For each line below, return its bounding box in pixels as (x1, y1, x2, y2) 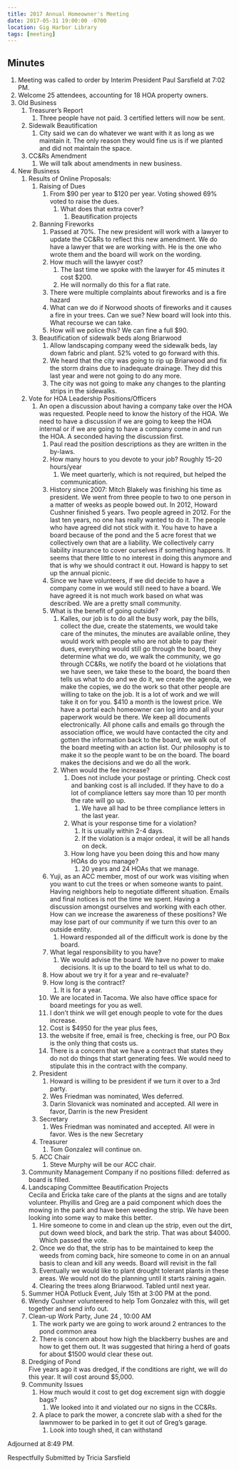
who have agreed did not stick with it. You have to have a (49, 523, 218, 532)
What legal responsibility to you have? (49, 948, 162, 956)
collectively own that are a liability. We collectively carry (49, 538, 215, 547)
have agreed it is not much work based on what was (49, 592, 203, 600)
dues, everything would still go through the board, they (60, 645, 222, 653)
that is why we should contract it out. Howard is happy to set (49, 561, 228, 570)
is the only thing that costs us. (49, 1039, 138, 1048)
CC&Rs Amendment (28, 151, 87, 161)
